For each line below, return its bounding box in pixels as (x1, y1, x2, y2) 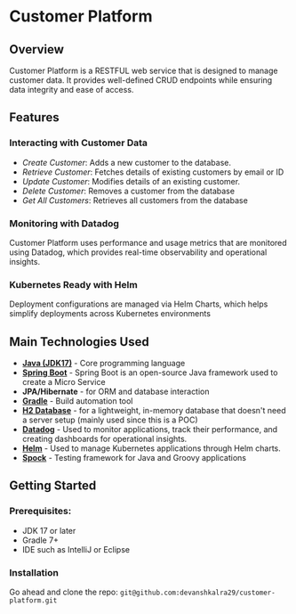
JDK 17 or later (21, 525, 76, 536)
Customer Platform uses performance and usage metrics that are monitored (9, 237, 287, 248)
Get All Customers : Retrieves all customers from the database (21, 194, 249, 206)
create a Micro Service (21, 377, 106, 388)
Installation (9, 566, 60, 578)
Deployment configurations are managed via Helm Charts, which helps (9, 299, 268, 309)
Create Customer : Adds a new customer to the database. (21, 157, 231, 168)
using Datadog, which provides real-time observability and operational (9, 247, 268, 258)
